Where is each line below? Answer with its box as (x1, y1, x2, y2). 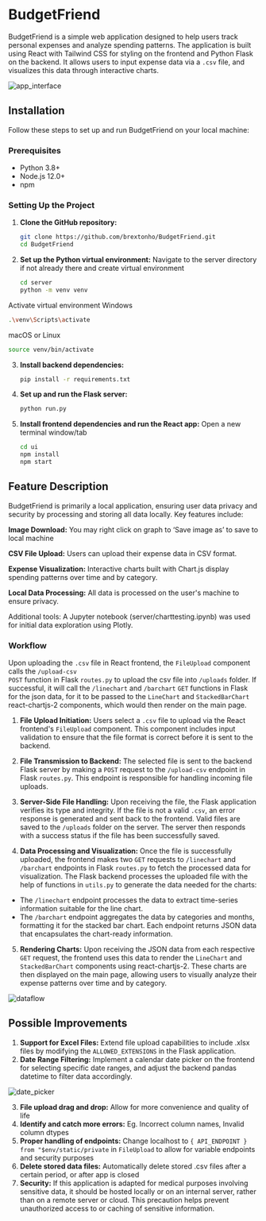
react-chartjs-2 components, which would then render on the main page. (8, 701, 248, 710)
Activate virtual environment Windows (8, 300, 133, 310)
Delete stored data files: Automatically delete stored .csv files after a (19, 1161, 247, 1171)
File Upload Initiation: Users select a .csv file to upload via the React (19, 716, 246, 725)
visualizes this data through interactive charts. (8, 65, 159, 75)
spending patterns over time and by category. (8, 572, 158, 582)
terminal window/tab (19, 427, 87, 438)
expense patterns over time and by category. (19, 979, 168, 988)
